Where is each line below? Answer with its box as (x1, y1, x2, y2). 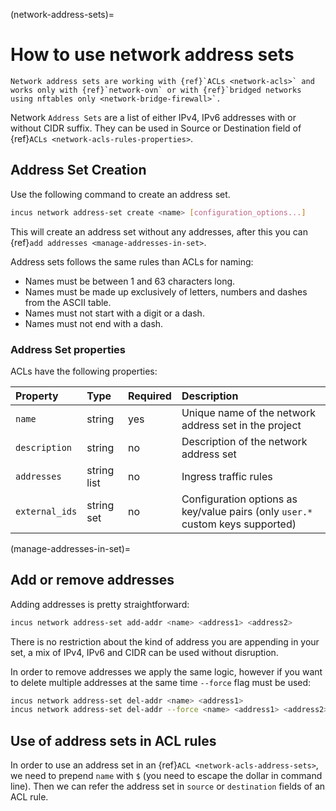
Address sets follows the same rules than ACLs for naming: (10, 255, 254, 268)
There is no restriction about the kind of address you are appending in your (10, 635, 320, 648)
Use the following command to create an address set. (10, 188, 231, 200)
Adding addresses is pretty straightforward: (10, 598, 190, 610)
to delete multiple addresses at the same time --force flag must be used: (10, 676, 312, 688)
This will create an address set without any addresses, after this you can (10, 225, 308, 238)
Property (15, 389, 59, 403)
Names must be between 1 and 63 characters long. (24, 275, 236, 287)
